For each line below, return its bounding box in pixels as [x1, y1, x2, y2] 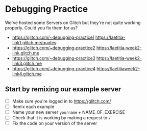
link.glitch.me [12, 50, 40, 56]
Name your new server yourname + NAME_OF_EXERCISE [12, 109, 125, 115]
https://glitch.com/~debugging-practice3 [12, 55, 96, 61]
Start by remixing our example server [5, 85, 122, 94]
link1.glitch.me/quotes [12, 39, 57, 45]
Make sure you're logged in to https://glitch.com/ [12, 98, 111, 104]
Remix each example [12, 104, 55, 109]
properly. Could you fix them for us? [5, 25, 78, 30]
